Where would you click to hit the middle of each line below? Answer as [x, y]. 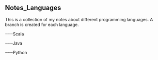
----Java [14, 43]
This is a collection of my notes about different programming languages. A [79, 19]
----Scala [15, 34]
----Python [16, 52]
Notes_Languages [33, 8]
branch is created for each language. [42, 24]
